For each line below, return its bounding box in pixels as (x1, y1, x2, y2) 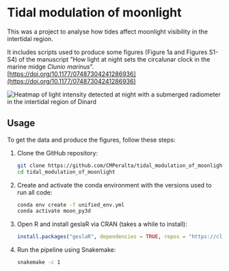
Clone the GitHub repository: (16, 149, 98, 157)
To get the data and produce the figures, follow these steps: (7, 135, 176, 144)
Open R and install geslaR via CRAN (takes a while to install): (16, 220, 188, 229)
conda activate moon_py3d (16, 207, 91, 215)
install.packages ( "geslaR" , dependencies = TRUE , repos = (16, 233, 186, 240)
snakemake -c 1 (16, 259, 61, 266)
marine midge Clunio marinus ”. (7, 62, 94, 70)
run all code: (16, 188, 53, 196)
